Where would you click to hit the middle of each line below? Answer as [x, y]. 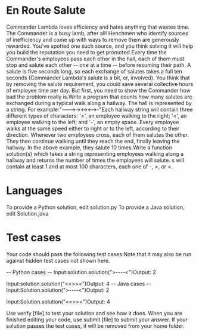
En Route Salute [46, 10]
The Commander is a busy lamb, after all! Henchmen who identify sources [97, 33]
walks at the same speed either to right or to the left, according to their [93, 128]
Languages [34, 191]
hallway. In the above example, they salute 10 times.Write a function [89, 147]
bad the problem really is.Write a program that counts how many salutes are [99, 97]
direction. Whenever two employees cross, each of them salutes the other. [98, 134]
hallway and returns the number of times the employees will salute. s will [95, 160]
